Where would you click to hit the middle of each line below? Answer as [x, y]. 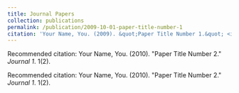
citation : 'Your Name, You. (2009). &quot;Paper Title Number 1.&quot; [116, 34]
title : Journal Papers [41, 14]
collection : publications [46, 21]
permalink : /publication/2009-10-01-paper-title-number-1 [95, 27]
